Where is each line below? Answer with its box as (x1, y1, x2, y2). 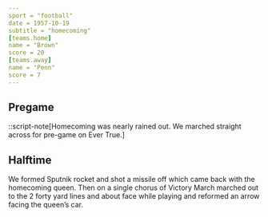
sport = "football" (8, 11, 74, 20)
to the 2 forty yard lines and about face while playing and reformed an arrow (8, 191, 260, 201)
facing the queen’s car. (8, 200, 84, 210)
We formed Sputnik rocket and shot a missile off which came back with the (8, 175, 255, 184)
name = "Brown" (8, 41, 59, 49)
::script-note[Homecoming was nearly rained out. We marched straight (8, 121, 242, 132)
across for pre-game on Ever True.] (8, 130, 126, 140)
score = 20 (8, 49, 45, 57)
